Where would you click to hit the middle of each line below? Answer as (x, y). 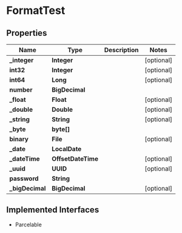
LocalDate (66, 149)
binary (19, 139)
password (24, 178)
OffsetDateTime (75, 159)
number (21, 90)
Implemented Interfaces (53, 210)
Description (121, 50)
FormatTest (36, 11)
